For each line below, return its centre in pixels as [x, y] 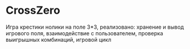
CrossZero [33, 10]
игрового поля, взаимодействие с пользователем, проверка [84, 33]
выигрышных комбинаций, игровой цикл [59, 39]
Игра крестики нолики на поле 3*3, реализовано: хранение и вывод [95, 27]
